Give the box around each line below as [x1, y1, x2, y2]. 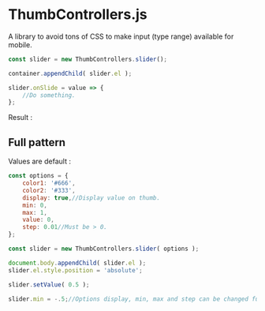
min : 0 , [22, 201, 47, 209]
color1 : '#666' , [22, 179, 77, 187]
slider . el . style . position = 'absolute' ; [8, 266, 144, 274]
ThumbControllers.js [8, 6, 147, 24]
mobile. [8, 39, 33, 49]
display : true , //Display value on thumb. [22, 193, 160, 202]
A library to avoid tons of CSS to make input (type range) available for [8, 32, 234, 41]
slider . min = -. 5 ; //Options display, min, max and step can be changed [8, 294, 248, 303]
